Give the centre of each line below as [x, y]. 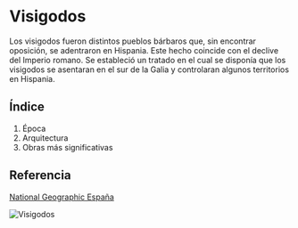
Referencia [40, 175]
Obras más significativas [67, 147]
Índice [27, 107]
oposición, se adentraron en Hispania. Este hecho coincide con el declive [144, 50]
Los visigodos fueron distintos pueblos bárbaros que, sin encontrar [133, 41]
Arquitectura [45, 138]
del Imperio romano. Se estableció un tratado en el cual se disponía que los [148, 60]
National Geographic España [62, 197]
